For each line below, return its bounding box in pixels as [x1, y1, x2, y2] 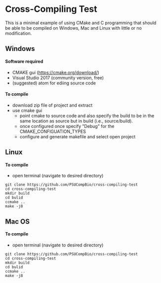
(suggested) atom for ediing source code [12, 80, 96, 86]
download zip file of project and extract [12, 102, 93, 108]
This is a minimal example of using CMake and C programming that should [5, 20, 157, 26]
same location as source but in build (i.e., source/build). [19, 118, 133, 124]
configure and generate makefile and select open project [19, 133, 136, 139]
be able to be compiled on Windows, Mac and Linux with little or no [5, 25, 142, 31]
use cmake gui [12, 107, 42, 113]
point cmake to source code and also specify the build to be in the [19, 113, 155, 119]
